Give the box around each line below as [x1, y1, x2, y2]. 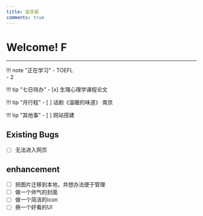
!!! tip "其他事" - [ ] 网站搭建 [6, 112, 74, 119]
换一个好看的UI [14, 203, 53, 211]
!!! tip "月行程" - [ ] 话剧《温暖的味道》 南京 [6, 99, 113, 106]
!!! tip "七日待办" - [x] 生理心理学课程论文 [6, 86, 108, 94]
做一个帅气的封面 [14, 188, 58, 196]
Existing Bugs [6, 129, 59, 139]
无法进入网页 [14, 146, 47, 154]
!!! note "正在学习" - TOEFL [6, 67, 74, 74]
